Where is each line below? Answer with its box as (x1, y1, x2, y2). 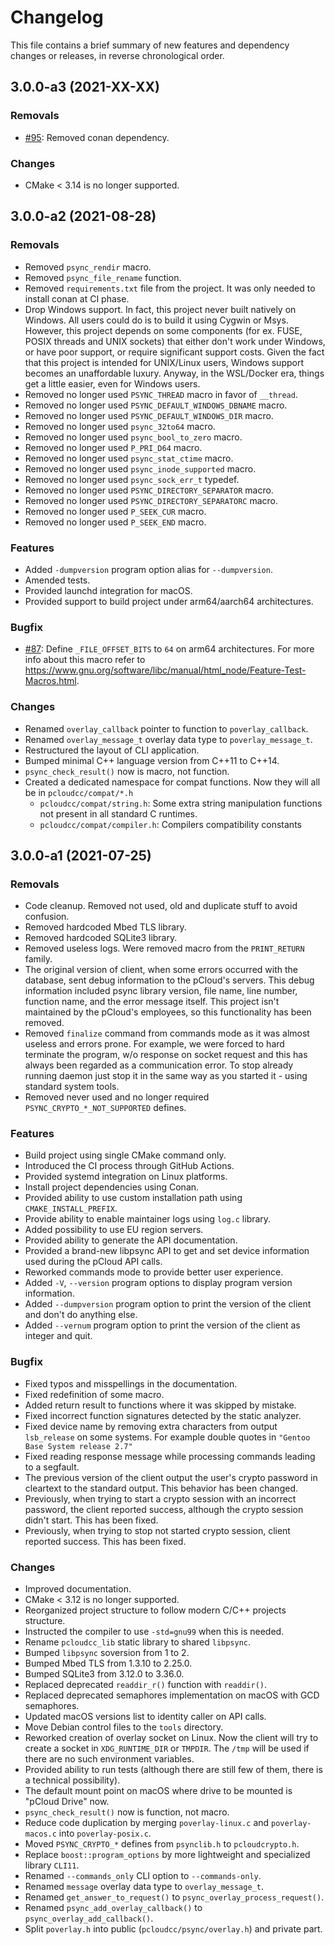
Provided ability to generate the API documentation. (24, 1234, 238, 1246)
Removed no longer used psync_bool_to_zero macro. (24, 431, 243, 443)
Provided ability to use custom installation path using (24, 1192, 243, 1204)
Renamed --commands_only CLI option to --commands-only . (24, 1870, 262, 1882)
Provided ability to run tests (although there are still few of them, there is (24, 1764, 323, 1776)
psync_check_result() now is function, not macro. (24, 1806, 230, 1818)
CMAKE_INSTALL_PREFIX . (24, 1202, 118, 1215)
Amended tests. (24, 574, 91, 586)
